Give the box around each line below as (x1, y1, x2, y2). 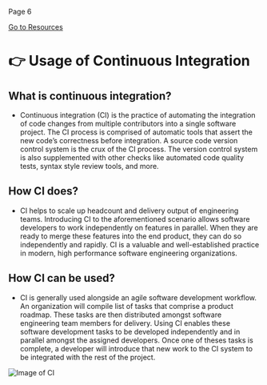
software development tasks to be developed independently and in (19, 327, 241, 336)
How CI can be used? (8, 271, 116, 285)
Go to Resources (8, 22, 64, 31)
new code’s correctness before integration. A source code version (19, 136, 238, 145)
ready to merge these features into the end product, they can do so (19, 231, 242, 241)
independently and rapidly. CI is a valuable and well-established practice (19, 239, 260, 249)
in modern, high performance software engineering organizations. (19, 248, 237, 258)
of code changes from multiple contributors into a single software (19, 119, 237, 128)
